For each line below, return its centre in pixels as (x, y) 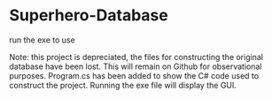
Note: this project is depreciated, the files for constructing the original (136, 57)
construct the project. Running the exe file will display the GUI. (123, 85)
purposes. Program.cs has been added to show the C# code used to (134, 75)
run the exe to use (42, 40)
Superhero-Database (89, 15)
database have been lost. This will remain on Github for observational (136, 66)
